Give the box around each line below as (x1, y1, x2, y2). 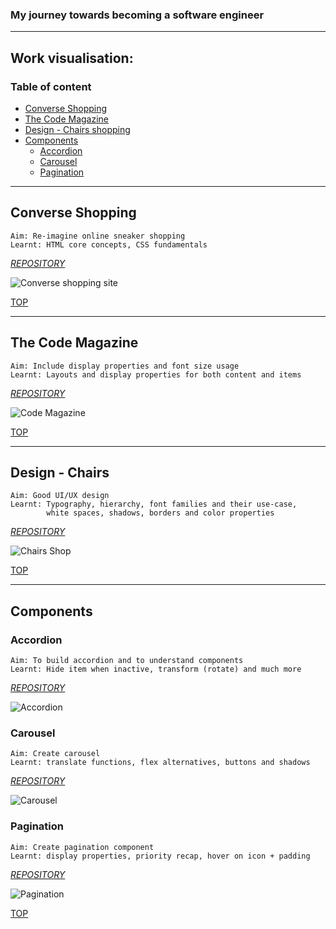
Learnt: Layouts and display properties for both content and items (10, 369, 302, 380)
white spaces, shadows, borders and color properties (46, 508, 275, 518)
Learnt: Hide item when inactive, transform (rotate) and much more (10, 664, 302, 675)
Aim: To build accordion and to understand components (10, 656, 244, 666)
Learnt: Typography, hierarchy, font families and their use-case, (10, 499, 298, 510)
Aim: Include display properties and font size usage (10, 361, 240, 371)
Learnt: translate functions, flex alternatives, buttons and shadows (10, 758, 311, 768)
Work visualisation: (10, 49, 134, 67)
